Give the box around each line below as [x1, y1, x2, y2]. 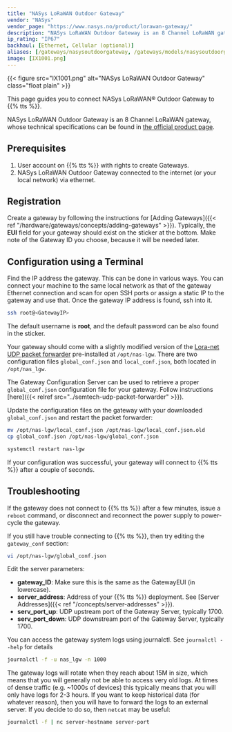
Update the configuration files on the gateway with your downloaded [7, 406, 203, 415]
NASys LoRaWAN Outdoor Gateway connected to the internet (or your [17, 168, 217, 177]
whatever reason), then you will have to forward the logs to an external [7, 698, 209, 706]
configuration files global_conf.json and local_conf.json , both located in [7, 357, 217, 366]
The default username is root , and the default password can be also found [7, 322, 219, 330]
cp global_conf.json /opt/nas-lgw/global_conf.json [7, 433, 159, 440]
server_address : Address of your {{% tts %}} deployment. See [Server [17, 593, 220, 601]
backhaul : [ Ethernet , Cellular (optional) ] [7, 42, 135, 49]
